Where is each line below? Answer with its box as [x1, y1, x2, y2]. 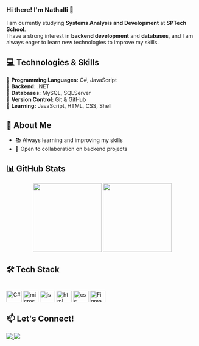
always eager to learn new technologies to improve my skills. [6, 39, 159, 46]
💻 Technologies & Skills [6, 57, 99, 68]
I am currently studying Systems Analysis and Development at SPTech [6, 19, 187, 27]
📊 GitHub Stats [6, 164, 66, 174]
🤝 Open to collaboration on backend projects [15, 145, 128, 152]
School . [6, 26, 26, 33]
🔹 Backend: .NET [6, 83, 50, 90]
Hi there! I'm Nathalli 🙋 [6, 5, 74, 14]
